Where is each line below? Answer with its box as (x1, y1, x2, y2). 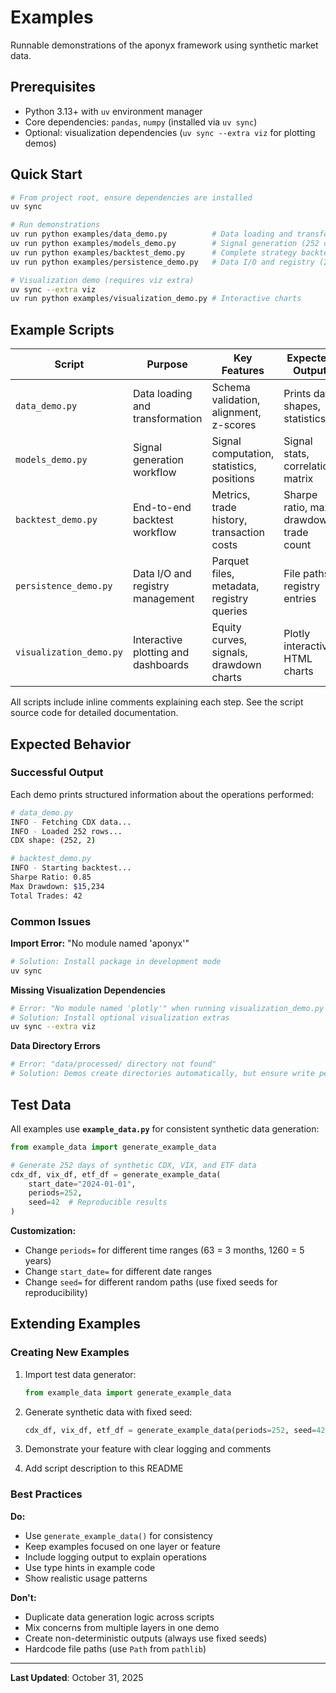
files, (211, 567, 235, 581)
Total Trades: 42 (10, 891, 83, 901)
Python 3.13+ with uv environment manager (24, 105, 203, 117)
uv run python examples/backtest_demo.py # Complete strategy (10, 247, 298, 258)
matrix (283, 472, 314, 486)
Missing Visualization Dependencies (10, 984, 166, 996)
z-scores (211, 418, 257, 432)
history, (211, 513, 248, 527)
